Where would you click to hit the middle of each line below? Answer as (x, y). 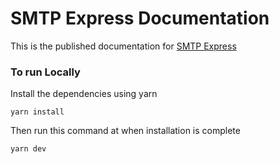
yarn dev (28, 149)
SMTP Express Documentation (140, 18)
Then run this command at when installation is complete (125, 131)
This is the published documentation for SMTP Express (123, 46)
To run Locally (45, 72)
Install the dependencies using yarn (84, 94)
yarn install (37, 112)
